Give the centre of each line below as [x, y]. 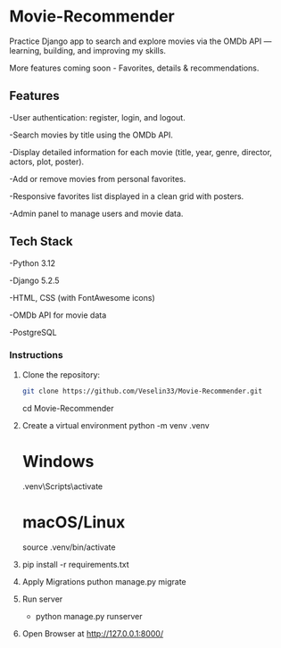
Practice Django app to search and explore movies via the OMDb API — [140, 41]
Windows [58, 461]
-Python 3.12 [33, 263]
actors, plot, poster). [47, 162]
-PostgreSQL [33, 332]
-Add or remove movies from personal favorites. [98, 179]
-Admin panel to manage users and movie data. [96, 213]
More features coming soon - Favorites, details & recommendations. [134, 68]
